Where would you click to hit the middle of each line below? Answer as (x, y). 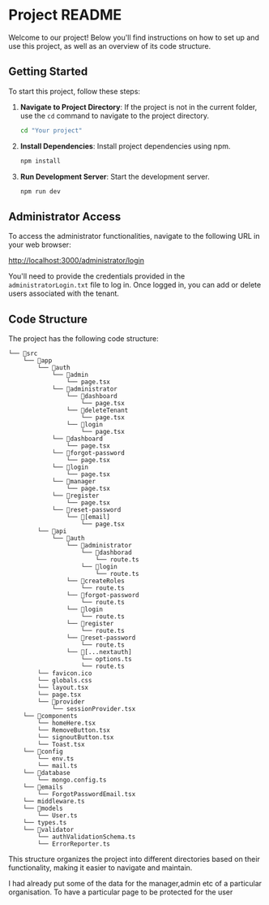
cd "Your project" (51, 130)
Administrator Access (65, 217)
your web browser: (40, 245)
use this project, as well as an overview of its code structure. (110, 45)
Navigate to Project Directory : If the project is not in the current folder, (139, 106)
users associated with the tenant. (64, 293)
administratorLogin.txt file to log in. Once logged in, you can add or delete (135, 285)
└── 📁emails (43, 787)
